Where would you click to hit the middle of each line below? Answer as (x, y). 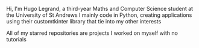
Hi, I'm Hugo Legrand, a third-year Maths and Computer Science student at (100, 9)
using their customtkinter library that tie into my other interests (84, 21)
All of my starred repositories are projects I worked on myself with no (92, 33)
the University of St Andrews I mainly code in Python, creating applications (99, 15)
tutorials (17, 39)
